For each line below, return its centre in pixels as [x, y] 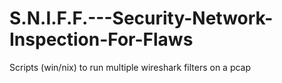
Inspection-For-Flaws [101, 39]
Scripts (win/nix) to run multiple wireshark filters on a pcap [130, 67]
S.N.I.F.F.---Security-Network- [141, 18]
